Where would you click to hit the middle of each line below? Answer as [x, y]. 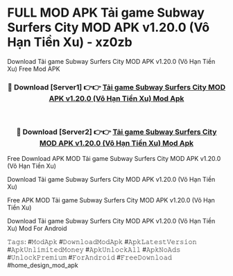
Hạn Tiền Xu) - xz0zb [70, 42]
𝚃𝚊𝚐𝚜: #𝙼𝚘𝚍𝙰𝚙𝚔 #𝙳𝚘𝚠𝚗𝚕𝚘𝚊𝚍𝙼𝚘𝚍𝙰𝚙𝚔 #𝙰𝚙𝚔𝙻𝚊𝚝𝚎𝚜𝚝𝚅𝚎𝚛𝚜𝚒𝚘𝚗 [102, 241]
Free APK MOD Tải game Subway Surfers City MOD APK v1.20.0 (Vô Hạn [111, 200]
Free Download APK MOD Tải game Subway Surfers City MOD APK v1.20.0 [114, 158]
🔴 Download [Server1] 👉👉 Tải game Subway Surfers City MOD [116, 87]
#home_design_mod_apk [43, 265]
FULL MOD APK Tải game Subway [106, 13]
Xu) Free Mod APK [34, 69]
